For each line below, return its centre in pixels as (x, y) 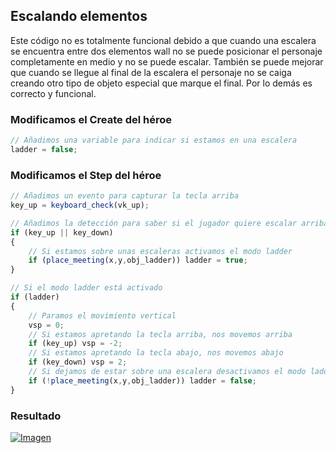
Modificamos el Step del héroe (86, 175)
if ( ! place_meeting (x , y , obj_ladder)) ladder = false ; (142, 380)
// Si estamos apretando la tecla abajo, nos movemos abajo (156, 353)
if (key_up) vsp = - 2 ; (75, 344)
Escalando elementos (79, 16)
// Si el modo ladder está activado (86, 288)
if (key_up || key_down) (62, 232)
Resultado (36, 416)
